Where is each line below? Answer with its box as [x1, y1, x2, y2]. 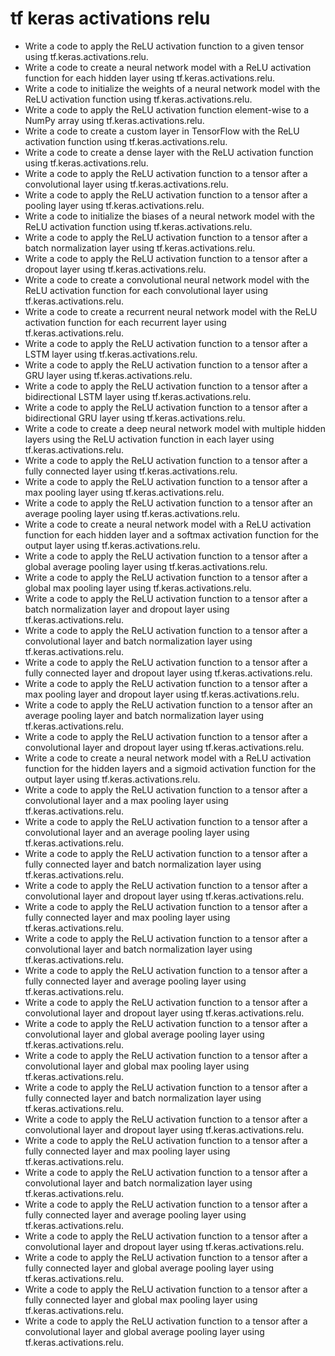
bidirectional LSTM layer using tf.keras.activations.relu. [24, 390, 252, 402]
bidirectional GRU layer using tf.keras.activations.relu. [24, 412, 246, 424]
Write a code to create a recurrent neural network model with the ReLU [24, 305, 318, 317]
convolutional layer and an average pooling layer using [24, 826, 250, 838]
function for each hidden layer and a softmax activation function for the [24, 528, 320, 541]
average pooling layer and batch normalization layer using [24, 709, 265, 721]
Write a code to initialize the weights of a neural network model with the [24, 82, 321, 94]
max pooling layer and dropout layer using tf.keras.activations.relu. [24, 688, 300, 700]
